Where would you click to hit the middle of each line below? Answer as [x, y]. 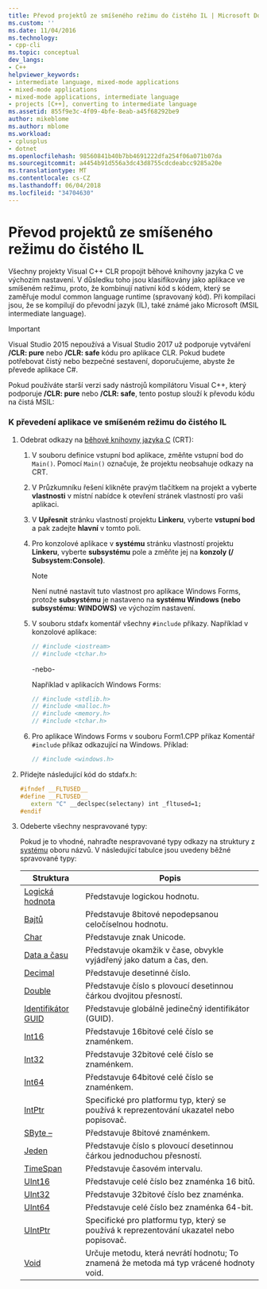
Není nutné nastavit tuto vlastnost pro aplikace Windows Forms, [136, 591]
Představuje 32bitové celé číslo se [149, 1055]
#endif [31, 811]
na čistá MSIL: [31, 401]
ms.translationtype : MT [48, 171]
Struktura [51, 878]
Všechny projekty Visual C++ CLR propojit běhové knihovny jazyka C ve [126, 271]
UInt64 [37, 1207]
